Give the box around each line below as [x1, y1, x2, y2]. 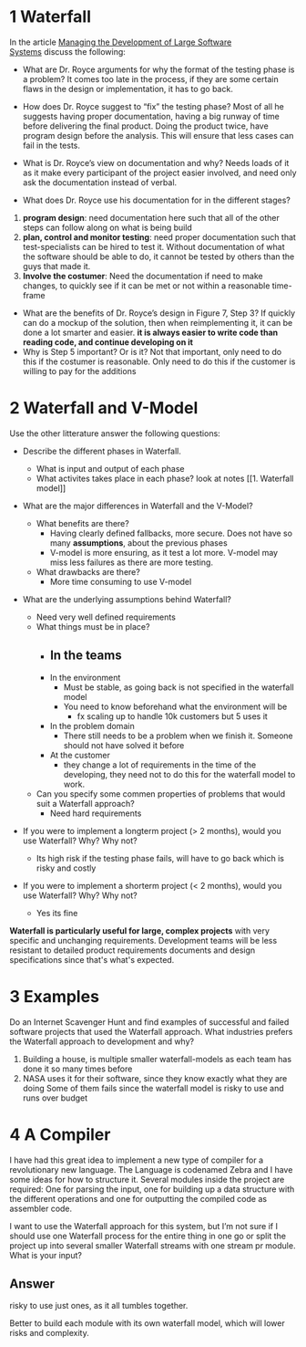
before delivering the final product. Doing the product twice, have [22, 120, 269, 131]
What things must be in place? [36, 621, 150, 632]
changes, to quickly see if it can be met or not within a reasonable [22, 280, 270, 291]
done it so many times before [22, 1063, 133, 1074]
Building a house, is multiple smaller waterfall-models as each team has [22, 1053, 292, 1064]
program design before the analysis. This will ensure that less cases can [22, 130, 294, 141]
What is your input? [9, 1249, 82, 1260]
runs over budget [22, 1092, 88, 1103]
